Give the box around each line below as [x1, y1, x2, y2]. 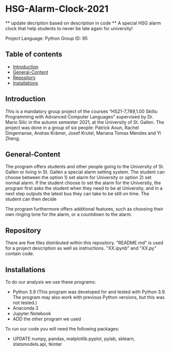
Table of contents [5, 50, 62, 59]
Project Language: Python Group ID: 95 [5, 35, 88, 41]
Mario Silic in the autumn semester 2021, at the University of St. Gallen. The [5, 119, 164, 125]
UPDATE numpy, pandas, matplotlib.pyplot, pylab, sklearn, [12, 336, 135, 342]
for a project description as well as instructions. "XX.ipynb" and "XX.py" [5, 245, 157, 252]
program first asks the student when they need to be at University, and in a [5, 185, 163, 191]
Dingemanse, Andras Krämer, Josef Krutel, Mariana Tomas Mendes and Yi [5, 130, 162, 136]
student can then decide [5, 196, 57, 202]
